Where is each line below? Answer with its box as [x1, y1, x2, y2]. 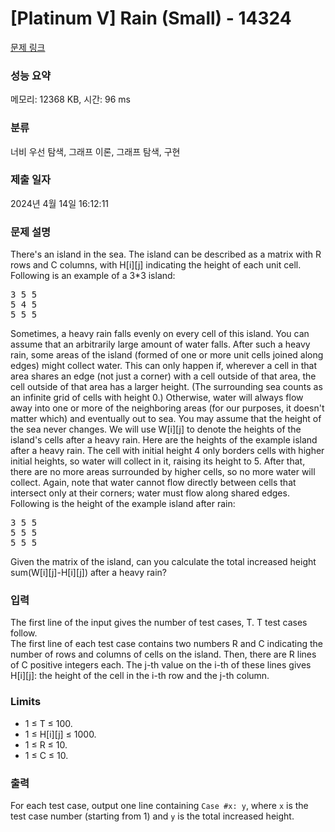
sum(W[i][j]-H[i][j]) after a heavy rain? [10, 567, 167, 579]
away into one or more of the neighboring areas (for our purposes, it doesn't [10, 402, 325, 414]
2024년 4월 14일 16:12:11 [10, 197, 110, 209]
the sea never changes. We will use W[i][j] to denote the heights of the [10, 423, 302, 436]
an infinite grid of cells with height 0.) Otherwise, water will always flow [10, 392, 304, 404]
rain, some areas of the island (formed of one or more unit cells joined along [10, 349, 324, 361]
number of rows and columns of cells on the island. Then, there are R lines [10, 648, 317, 661]
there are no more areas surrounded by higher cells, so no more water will [10, 466, 316, 478]
